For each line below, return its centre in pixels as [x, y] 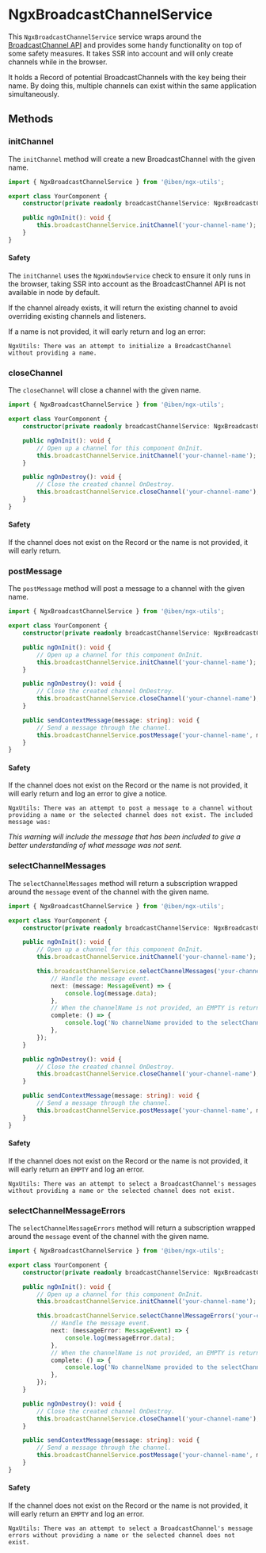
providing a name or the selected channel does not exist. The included [131, 815]
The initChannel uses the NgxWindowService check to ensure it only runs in [129, 275]
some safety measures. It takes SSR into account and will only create [121, 53]
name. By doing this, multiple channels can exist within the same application [133, 86]
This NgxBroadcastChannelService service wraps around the [105, 36]
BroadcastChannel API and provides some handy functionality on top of [125, 44]
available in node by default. [54, 292]
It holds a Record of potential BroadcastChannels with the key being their [127, 77]
